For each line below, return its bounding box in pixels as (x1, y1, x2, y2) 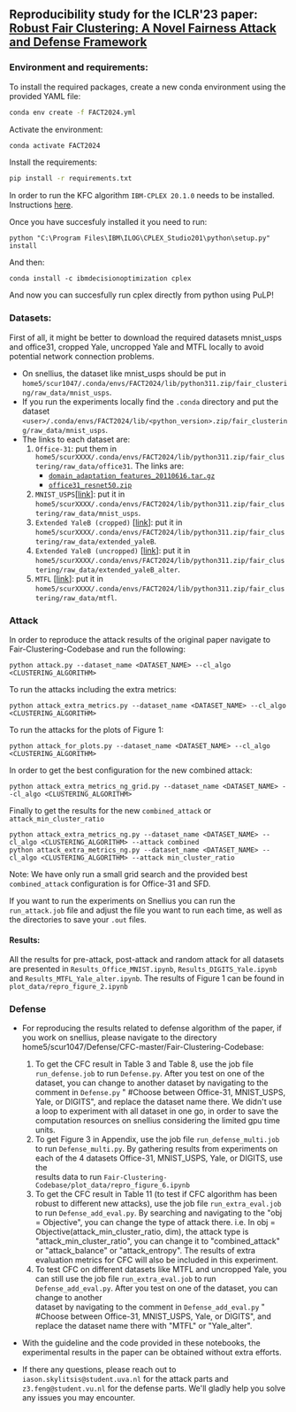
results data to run (34, 1172, 102, 1183)
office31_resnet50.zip (48, 481, 133, 490)
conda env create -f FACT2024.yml (9, 108, 137, 117)
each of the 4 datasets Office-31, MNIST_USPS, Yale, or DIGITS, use (34, 1153, 283, 1163)
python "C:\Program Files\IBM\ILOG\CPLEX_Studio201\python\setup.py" (9, 234, 271, 243)
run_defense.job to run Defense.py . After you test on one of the (34, 1069, 265, 1079)
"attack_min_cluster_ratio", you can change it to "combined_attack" (34, 1236, 281, 1246)
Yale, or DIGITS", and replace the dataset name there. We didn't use (34, 1097, 283, 1107)
